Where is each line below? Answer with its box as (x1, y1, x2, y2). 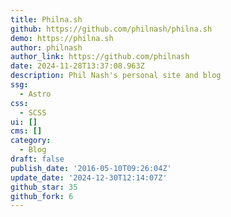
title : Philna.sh (10, 14, 83, 25)
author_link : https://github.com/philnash (10, 52, 190, 62)
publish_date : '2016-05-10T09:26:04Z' (10, 163, 172, 173)
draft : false (10, 154, 65, 164)
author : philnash (10, 42, 83, 53)
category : (10, 136, 52, 146)
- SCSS (19, 107, 47, 118)
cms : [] (10, 126, 43, 136)
